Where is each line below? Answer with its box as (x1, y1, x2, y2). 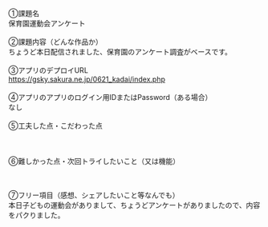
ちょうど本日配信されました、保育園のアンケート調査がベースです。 (8, 47, 233, 56)
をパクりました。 (8, 210, 65, 220)
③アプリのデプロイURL (8, 66, 88, 75)
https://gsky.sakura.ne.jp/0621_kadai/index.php (8, 74, 166, 84)
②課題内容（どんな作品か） (8, 37, 103, 46)
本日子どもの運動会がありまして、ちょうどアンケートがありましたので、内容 (8, 201, 261, 209)
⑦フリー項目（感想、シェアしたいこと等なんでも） (8, 190, 180, 200)
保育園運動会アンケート (8, 18, 86, 28)
